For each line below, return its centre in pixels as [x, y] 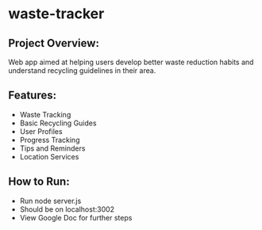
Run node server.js [50, 201]
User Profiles [41, 131]
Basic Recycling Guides [58, 123]
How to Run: [39, 182]
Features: [33, 96]
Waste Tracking [45, 114]
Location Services [49, 156]
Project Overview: [54, 43]
